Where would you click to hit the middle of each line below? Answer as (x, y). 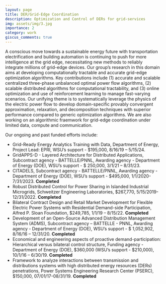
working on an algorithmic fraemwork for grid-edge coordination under (78, 120)
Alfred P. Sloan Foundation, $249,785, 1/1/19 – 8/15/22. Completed (81, 213)
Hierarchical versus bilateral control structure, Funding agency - (78, 244)
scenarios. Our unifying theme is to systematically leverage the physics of (81, 99)
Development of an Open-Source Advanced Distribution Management (84, 218)
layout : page (19, 10)
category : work (21, 33)
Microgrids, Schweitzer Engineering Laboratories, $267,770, (74, 192)
